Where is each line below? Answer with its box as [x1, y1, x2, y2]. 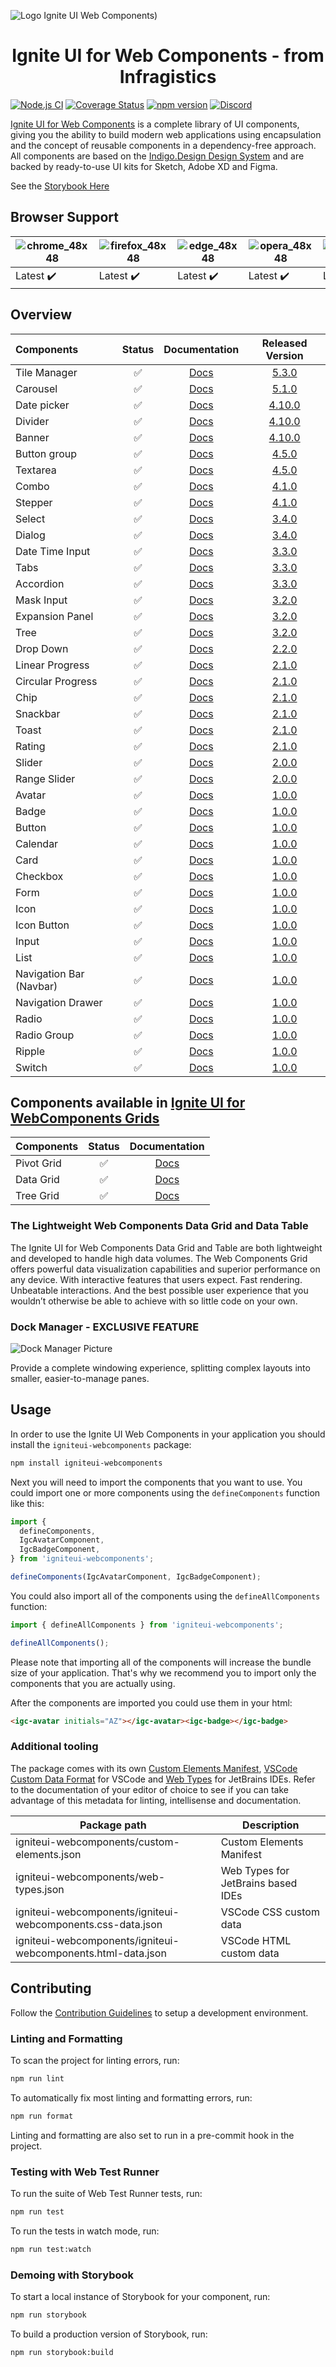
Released [261, 336, 308, 350]
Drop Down [15, 641, 69, 655]
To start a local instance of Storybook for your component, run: [10, 2291, 271, 2303]
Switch [15, 1060, 48, 1074]
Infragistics [119, 66, 217, 89]
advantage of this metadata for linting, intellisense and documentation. [10, 1794, 302, 1806]
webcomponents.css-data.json [15, 1917, 163, 1931]
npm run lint [10, 2073, 65, 2084]
